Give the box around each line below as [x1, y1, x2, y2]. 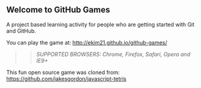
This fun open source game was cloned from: [6, 69, 120, 76]
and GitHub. [6, 27, 36, 34]
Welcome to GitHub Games [6, 5, 110, 15]
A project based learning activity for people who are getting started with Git [6, 20, 195, 28]
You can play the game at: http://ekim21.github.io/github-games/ [6, 39, 168, 46]
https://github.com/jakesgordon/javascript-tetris [6, 75, 127, 82]
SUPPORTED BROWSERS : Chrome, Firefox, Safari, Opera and [36, 51, 191, 58]
